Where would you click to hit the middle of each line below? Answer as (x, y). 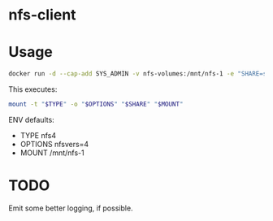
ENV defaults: (31, 119)
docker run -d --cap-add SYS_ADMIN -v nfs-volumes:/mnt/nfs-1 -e (121, 74)
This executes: (33, 89)
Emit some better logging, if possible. (71, 208)
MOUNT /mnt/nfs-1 (52, 153)
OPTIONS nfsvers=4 (54, 144)
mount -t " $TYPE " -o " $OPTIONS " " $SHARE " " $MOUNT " (96, 104)
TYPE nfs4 (38, 135)
